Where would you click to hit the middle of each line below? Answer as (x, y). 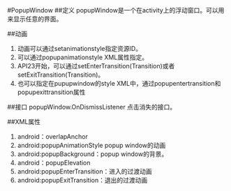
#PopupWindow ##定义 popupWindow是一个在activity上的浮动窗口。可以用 (116, 10)
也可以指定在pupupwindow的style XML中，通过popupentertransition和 (119, 83)
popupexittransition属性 (51, 92)
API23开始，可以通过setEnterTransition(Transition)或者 (96, 66)
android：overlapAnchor (53, 137)
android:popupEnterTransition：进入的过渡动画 (84, 171)
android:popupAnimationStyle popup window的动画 (91, 145)
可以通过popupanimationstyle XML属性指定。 (83, 57)
